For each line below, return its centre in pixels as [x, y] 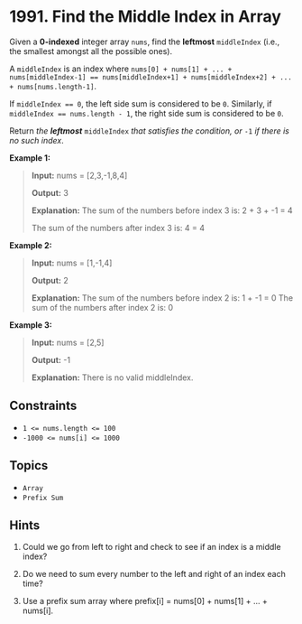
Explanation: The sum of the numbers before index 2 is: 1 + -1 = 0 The [162, 298]
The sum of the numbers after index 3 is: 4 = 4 [118, 228]
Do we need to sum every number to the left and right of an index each [154, 574]
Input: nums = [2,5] [68, 342]
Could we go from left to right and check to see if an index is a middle [151, 547]
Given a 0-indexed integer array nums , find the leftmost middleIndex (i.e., [145, 42]
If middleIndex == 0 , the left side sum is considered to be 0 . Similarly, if [141, 103]
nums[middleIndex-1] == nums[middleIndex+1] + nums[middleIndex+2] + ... [151, 77]
